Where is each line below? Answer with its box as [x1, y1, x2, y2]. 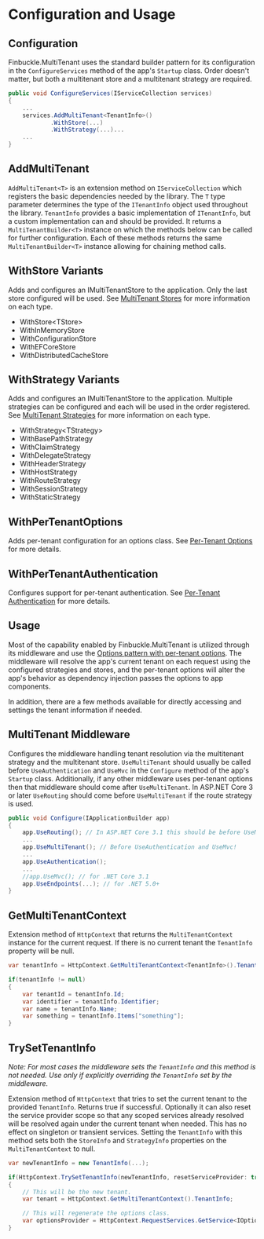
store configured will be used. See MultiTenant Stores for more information [8, 293, 251, 303]
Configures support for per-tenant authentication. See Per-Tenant [8, 588, 221, 598]
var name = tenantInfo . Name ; [22, 1005, 118, 1013]
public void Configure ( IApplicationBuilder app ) [8, 814, 170, 822]
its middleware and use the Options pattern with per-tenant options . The [8, 648, 242, 657]
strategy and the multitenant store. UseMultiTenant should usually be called [8, 757, 251, 766]
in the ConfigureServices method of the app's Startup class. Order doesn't [8, 66, 250, 75]
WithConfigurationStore [19, 334, 97, 343]
